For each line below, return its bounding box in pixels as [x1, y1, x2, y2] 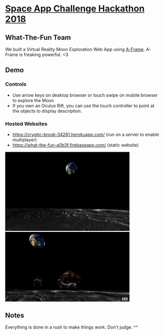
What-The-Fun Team [5, 33, 71, 42]
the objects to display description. [12, 108, 82, 114]
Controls [5, 81, 27, 88]
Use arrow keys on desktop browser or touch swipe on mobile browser [12, 92, 158, 98]
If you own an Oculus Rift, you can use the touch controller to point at [12, 103, 155, 109]
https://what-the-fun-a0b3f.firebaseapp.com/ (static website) [12, 142, 139, 148]
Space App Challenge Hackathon [5, 3, 145, 14]
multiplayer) [12, 137, 37, 143]
